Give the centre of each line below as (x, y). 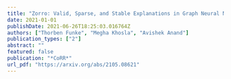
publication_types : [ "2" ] (44, 39)
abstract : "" (26, 45)
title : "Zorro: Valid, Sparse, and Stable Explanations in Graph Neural (113, 13)
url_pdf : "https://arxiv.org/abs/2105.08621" (73, 65)
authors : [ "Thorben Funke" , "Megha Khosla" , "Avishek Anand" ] (98, 33)
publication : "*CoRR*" (40, 58)
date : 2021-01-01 (32, 20)
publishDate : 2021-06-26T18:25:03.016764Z (69, 26)
